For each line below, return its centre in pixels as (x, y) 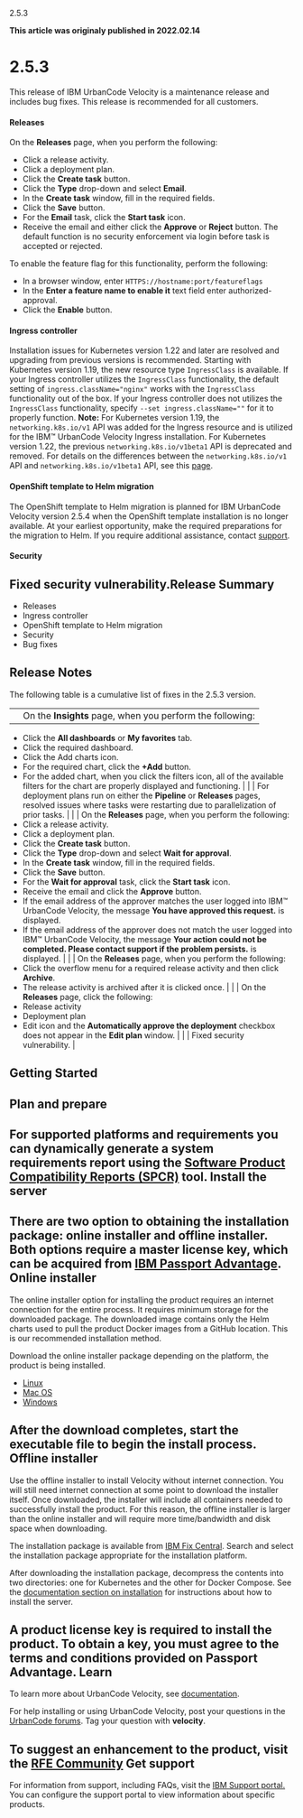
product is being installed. (58, 1365)
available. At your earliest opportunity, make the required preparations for (146, 525)
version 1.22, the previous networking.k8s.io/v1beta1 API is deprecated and (151, 447)
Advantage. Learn (61, 1672)
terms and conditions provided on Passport (134, 1658)
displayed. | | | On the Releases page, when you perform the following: (154, 958)
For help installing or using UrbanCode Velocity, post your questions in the (147, 1711)
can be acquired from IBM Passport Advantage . (145, 1264)
